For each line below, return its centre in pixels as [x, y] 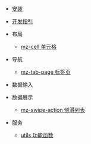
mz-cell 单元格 [38, 47]
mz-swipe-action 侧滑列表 [53, 110]
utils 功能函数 [37, 135]
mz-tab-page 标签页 [45, 72]
